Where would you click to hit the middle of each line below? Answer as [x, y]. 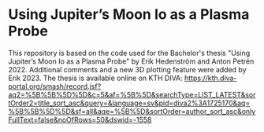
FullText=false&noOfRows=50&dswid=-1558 [80, 119]
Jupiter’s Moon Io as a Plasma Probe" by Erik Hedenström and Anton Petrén [131, 61]
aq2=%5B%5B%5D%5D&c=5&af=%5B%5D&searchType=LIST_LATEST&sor [132, 94]
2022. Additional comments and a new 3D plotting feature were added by [127, 69]
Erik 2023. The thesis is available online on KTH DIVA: [95, 78]
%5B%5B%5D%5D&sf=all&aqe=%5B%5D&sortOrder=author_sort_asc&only [132, 111]
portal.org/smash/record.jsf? [55, 86]
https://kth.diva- [210, 78]
